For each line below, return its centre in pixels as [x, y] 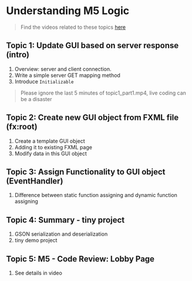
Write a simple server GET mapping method [67, 75]
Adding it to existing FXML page [53, 147]
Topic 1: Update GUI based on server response [92, 46]
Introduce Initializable [44, 81]
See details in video [38, 273]
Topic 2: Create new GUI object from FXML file [92, 118]
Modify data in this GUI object [50, 153]
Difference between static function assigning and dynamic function [96, 195]
